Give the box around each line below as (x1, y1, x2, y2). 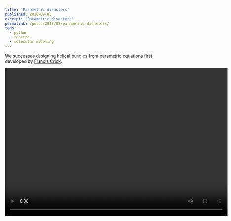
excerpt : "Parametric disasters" (5, 16, 74, 21)
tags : (5, 26, 16, 31)
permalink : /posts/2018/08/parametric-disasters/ (5, 21, 110, 26)
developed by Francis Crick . (5, 58, 63, 64)
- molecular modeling (9, 39, 54, 44)
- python (9, 30, 28, 35)
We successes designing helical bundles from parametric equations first (5, 53, 152, 59)
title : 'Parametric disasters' (5, 7, 70, 12)
